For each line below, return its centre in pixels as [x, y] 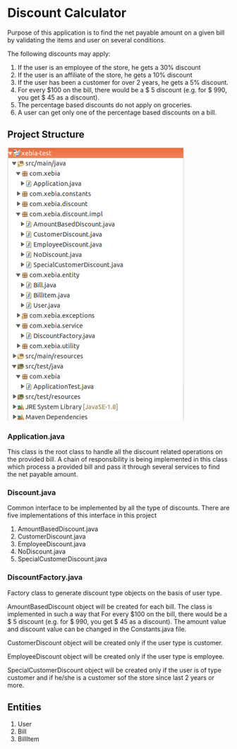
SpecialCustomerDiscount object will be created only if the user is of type [115, 670]
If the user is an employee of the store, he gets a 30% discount [109, 67]
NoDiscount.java [41, 551]
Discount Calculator [67, 13]
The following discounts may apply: [59, 54]
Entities [24, 707]
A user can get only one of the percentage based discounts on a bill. [117, 112]
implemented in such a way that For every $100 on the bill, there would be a [117, 614]
